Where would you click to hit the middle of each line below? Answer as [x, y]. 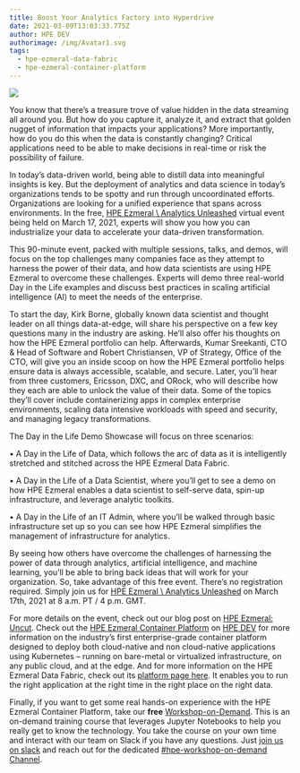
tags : [19, 51]
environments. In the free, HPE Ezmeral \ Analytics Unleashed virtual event [147, 212]
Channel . [26, 759]
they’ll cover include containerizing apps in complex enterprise [125, 399]
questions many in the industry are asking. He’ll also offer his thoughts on [145, 333]
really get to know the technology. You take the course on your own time [143, 730]
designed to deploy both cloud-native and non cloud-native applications [142, 647]
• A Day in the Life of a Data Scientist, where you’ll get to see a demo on [142, 480]
